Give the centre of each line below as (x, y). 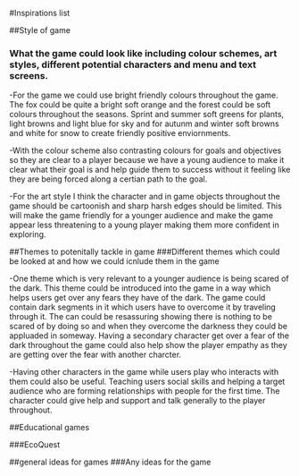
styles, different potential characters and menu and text (133, 64)
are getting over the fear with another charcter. (95, 355)
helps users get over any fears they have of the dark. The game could (137, 298)
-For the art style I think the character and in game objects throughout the (145, 197)
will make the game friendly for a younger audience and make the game (141, 216)
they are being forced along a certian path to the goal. (108, 179)
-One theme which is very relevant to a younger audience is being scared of (149, 279)
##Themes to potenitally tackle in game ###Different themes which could (145, 252)
